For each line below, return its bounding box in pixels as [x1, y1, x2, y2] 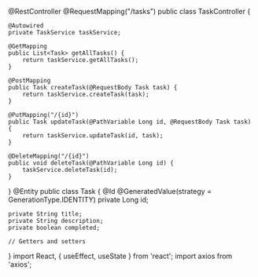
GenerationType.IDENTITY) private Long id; [8, 195, 149, 204]
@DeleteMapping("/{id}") [8, 152, 90, 160]
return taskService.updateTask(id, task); [22, 132, 164, 140]
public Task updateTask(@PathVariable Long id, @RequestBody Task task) [8, 118, 252, 126]
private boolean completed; [8, 224, 101, 231]
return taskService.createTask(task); [22, 90, 149, 98]
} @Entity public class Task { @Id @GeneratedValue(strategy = [8, 187, 212, 195]
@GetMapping [8, 42, 47, 50]
